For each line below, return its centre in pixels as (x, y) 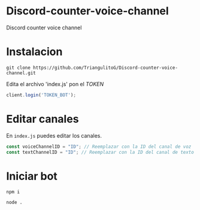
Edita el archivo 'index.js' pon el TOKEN (55, 84)
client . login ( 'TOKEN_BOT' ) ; (41, 95)
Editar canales (43, 119)
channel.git (21, 73)
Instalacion (34, 52)
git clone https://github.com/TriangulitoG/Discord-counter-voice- (92, 68)
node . (14, 203)
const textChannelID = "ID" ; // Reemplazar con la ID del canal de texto (100, 152)
